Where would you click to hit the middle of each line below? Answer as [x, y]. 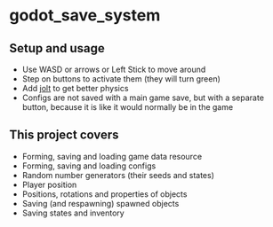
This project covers [64, 135]
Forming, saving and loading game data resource [112, 156]
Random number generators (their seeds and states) [118, 175]
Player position [49, 184]
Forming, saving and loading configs [89, 166]
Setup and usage [57, 48]
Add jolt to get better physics [75, 88]
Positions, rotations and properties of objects [104, 194]
